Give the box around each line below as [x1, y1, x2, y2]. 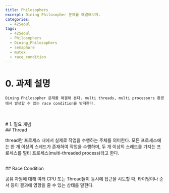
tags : [5, 26, 17, 31]
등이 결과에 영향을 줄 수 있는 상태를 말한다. [10, 182, 94, 188]
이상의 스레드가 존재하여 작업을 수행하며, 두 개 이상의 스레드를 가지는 [21, 143, 156, 150]
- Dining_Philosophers [10, 40, 58, 45]
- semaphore [10, 45, 35, 50]
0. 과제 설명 [5, 78, 50, 89]
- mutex [10, 50, 26, 55]
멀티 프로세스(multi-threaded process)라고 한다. [22, 150, 120, 156]
